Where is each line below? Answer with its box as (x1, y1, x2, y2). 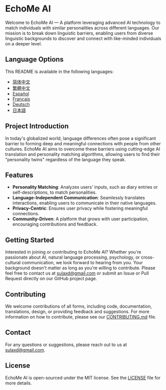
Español (12, 90, 29, 96)
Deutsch (12, 101, 30, 107)
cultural (5, 260, 21, 266)
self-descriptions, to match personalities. (12, 189, 97, 195)
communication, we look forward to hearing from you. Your (21, 260, 143, 266)
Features (5, 171, 33, 179)
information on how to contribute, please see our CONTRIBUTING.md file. (5, 314, 157, 320)
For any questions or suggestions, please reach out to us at (5, 342, 127, 348)
